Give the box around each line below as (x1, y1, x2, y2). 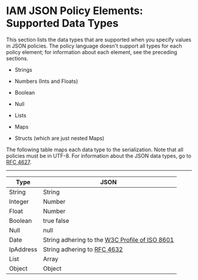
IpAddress (9, 245, 38, 254)
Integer (9, 197, 29, 205)
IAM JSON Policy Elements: (6, 4, 143, 18)
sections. (6, 55, 28, 62)
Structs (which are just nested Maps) (14, 134, 105, 142)
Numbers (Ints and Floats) (14, 78, 78, 85)
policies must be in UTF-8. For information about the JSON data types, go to (6, 152, 192, 159)
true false (43, 216, 70, 225)
